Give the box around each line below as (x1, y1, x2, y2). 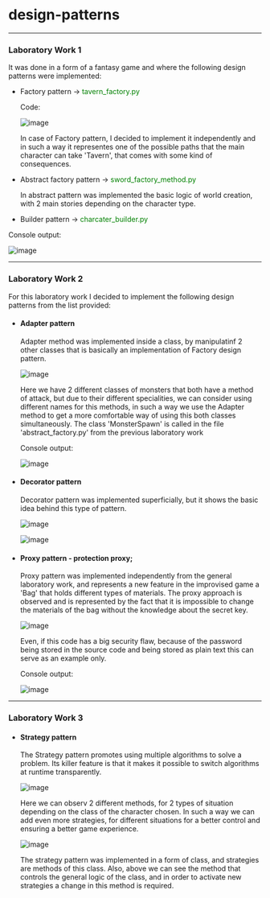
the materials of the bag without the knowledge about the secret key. (19, 605, 249, 615)
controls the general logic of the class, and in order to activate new (19, 872, 243, 882)
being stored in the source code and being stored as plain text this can (19, 645, 255, 655)
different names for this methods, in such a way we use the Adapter (19, 402, 245, 411)
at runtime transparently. (19, 767, 102, 777)
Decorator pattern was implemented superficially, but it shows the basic (19, 495, 259, 505)
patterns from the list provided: (8, 300, 111, 310)
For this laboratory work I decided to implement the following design (8, 291, 235, 301)
